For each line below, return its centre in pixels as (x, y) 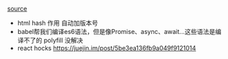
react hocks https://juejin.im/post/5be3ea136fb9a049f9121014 (107, 48)
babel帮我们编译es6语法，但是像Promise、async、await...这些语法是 (116, 32)
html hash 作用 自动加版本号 (58, 23)
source (17, 9)
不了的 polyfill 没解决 (53, 40)
